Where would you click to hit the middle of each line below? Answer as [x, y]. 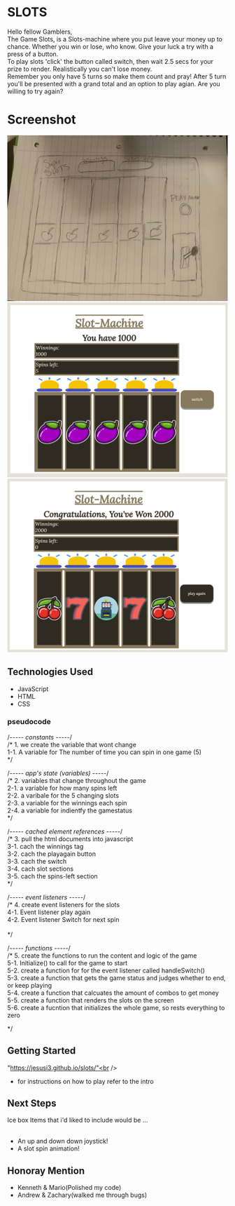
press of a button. [33, 54]
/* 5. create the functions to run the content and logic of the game [102, 956]
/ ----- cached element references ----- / [65, 831]
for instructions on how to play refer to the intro [85, 1081]
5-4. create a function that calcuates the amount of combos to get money [113, 993]
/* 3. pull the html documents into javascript [70, 838]
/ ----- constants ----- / [40, 737]
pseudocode [29, 722]
